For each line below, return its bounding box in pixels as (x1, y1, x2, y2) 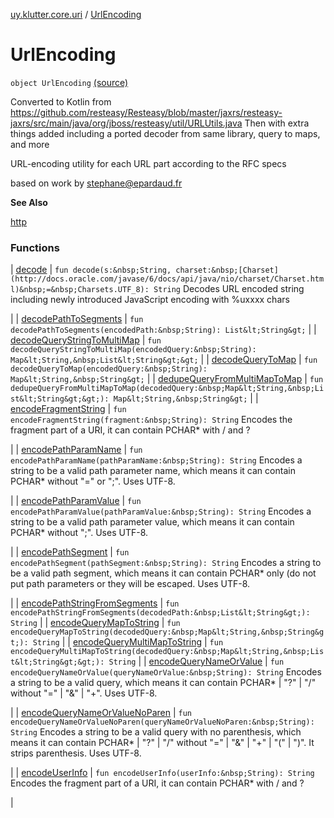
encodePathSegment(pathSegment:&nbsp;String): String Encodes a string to (10, 557, 322, 569)
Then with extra (244, 117, 310, 129)
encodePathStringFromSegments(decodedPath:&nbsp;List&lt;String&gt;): (10, 608, 311, 618)
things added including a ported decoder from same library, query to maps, (10, 127, 321, 139)
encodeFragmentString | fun (10, 403, 127, 415)
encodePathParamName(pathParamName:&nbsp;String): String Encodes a (10, 454, 303, 466)
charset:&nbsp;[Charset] (175, 265, 279, 276)
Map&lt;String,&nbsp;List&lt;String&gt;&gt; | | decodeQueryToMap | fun (10, 354, 318, 366)
